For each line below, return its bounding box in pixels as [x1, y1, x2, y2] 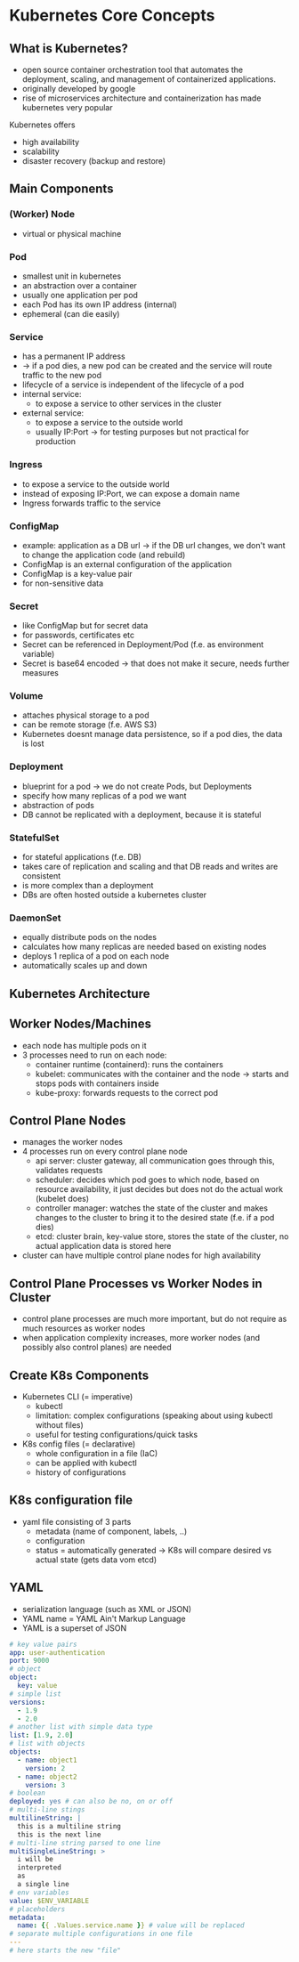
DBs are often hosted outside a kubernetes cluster [21, 889, 207, 900]
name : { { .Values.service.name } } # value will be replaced [17, 1921, 245, 1930]
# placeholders [9, 1904, 66, 1914]
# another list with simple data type [9, 1723, 153, 1731]
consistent [21, 871, 61, 881]
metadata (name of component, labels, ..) [35, 1526, 188, 1536]
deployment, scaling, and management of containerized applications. [21, 74, 276, 85]
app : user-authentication [9, 1648, 105, 1657]
